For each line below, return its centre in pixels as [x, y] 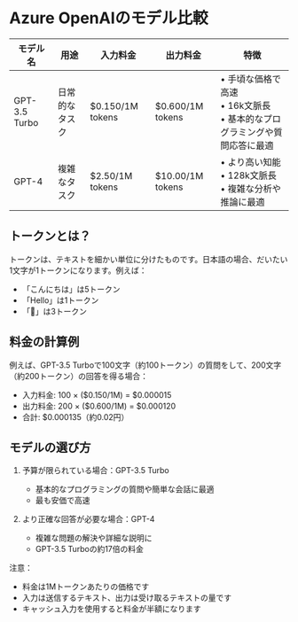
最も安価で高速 [63, 501]
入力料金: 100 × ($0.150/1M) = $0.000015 [97, 394]
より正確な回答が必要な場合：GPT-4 [88, 519]
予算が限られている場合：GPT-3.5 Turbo [96, 470]
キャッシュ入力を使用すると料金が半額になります [111, 609]
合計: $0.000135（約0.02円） [75, 416]
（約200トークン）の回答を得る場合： [79, 376]
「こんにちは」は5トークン [71, 289]
